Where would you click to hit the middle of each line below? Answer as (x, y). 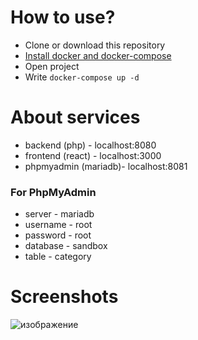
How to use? (63, 17)
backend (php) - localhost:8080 (90, 145)
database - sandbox (66, 246)
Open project (52, 66)
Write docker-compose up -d (82, 77)
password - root (58, 235)
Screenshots (64, 297)
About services (75, 117)
